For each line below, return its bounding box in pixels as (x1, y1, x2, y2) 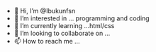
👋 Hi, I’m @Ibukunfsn (13, 7, 76, 15)
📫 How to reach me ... (13, 37, 80, 45)
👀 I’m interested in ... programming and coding (13, 14, 150, 22)
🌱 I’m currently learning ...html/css (13, 22, 115, 30)
